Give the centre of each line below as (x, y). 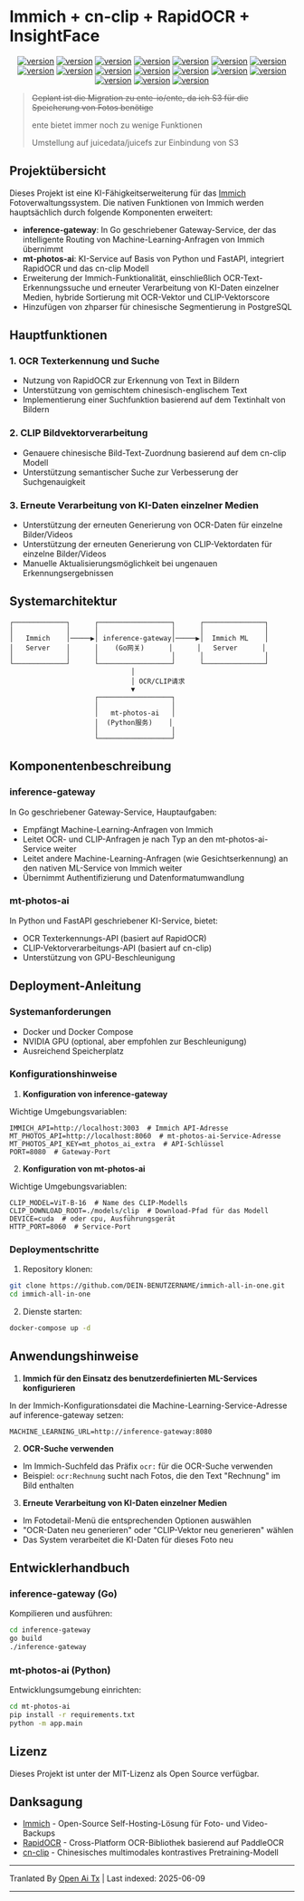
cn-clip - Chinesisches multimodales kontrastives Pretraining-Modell (150, 1853)
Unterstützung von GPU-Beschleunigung (99, 957)
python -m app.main (46, 1723)
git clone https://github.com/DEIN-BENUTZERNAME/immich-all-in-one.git (147, 1286)
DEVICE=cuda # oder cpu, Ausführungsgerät (93, 1219)
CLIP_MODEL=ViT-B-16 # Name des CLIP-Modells (99, 1202)
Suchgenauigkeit (54, 481)
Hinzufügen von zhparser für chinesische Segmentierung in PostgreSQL (157, 306)
